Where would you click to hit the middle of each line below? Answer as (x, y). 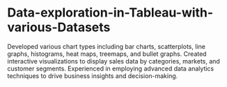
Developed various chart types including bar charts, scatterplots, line (106, 46)
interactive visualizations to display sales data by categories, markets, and (114, 61)
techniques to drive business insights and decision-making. (93, 76)
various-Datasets (59, 27)
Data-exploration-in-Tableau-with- (110, 13)
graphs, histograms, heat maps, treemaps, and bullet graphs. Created (107, 54)
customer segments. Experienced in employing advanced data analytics (111, 68)
